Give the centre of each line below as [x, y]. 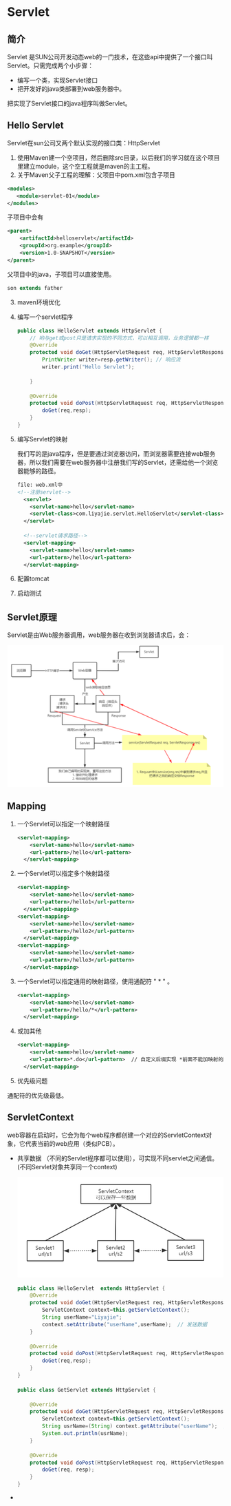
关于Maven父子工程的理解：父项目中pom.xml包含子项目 [96, 175]
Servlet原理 [32, 617]
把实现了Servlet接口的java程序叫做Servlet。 [69, 103]
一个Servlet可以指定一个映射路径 [63, 824]
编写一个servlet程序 [45, 317]
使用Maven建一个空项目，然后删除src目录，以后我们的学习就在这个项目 [118, 157]
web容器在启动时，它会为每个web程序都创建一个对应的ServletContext [107, 1135]
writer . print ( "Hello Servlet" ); [88, 367]
